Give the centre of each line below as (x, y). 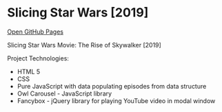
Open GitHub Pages (36, 32)
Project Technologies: (38, 58)
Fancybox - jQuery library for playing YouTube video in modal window (116, 100)
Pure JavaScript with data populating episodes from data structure (112, 86)
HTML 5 (29, 71)
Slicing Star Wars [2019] (78, 13)
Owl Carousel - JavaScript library (64, 93)
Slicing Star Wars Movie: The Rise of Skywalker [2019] (84, 45)
